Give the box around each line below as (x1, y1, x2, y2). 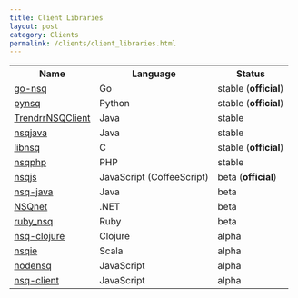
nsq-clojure (14, 230, 65, 243)
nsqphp (14, 156, 47, 169)
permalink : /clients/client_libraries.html (9, 38, 177, 48)
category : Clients (9, 30, 79, 39)
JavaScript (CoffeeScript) (99, 171, 209, 184)
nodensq (14, 260, 52, 273)
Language (131, 67, 177, 80)
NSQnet (14, 201, 48, 214)
